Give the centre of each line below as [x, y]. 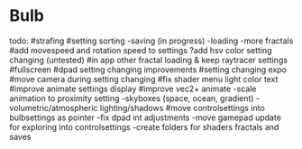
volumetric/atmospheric [54, 107]
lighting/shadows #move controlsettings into [183, 107]
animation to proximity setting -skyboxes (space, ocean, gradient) [132, 98]
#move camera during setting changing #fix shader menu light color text [144, 79]
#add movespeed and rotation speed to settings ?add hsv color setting [141, 50]
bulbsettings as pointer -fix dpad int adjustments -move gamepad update [146, 117]
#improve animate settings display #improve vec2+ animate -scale [133, 88]
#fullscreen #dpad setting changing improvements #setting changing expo [148, 70]
